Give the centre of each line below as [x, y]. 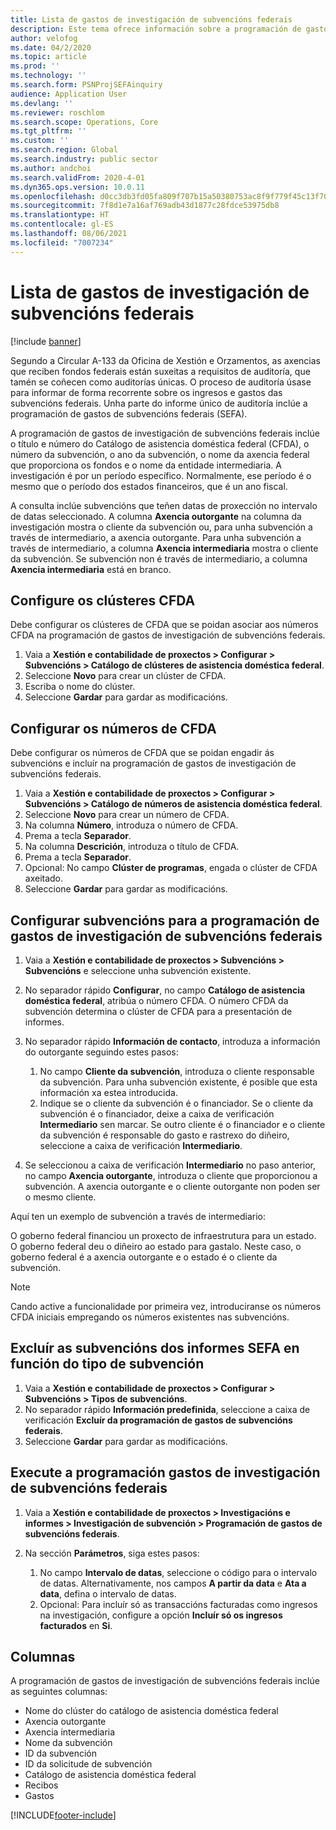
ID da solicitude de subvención [88, 1764]
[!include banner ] [46, 341]
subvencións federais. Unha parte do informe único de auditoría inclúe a [159, 403]
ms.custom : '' [40, 141]
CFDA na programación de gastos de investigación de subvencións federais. [168, 635]
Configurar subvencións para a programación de [165, 920]
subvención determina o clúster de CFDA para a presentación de [158, 1011]
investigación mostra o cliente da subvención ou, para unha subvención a [161, 527]
